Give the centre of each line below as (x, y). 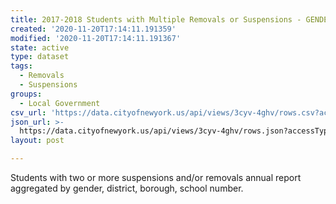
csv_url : (28, 112)
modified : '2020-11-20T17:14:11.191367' (96, 38)
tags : (21, 66)
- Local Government (60, 103)
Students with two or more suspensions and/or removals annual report (156, 177)
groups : (26, 94)
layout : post (37, 141)
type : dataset (40, 57)
